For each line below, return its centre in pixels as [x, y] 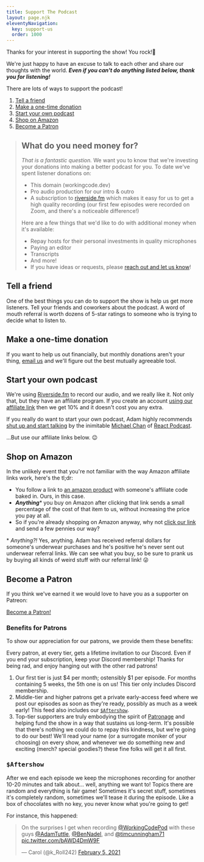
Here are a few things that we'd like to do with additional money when [109, 223]
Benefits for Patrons [37, 628]
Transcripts [44, 254]
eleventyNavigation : [33, 23]
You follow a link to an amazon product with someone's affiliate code [101, 490]
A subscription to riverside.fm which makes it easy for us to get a [112, 198]
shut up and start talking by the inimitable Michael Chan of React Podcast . [99, 426]
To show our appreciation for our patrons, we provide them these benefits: [100, 641]
